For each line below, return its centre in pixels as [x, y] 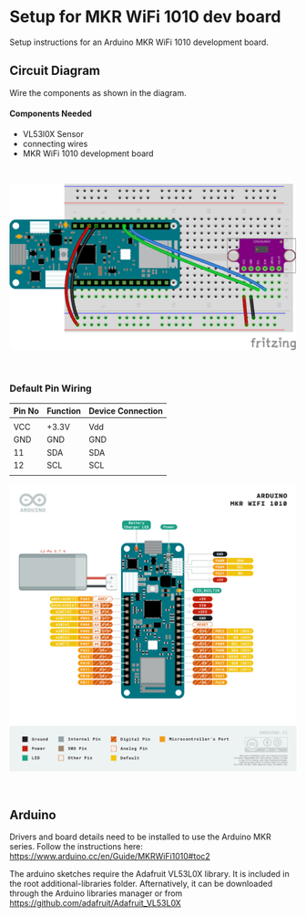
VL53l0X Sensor [53, 133]
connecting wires [55, 143]
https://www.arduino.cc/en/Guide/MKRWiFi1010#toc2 [110, 856]
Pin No [26, 411]
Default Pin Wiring [51, 388]
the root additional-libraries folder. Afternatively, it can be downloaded [141, 883]
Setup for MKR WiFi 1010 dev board [145, 17]
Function [64, 411]
